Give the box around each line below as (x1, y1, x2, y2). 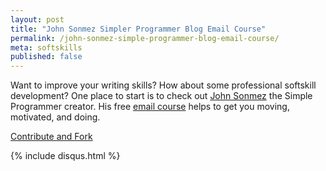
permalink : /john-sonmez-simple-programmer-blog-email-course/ (10, 33, 280, 43)
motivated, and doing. (10, 111, 101, 123)
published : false (10, 52, 83, 62)
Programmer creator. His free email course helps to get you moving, (10, 101, 290, 113)
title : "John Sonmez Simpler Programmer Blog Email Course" (10, 24, 267, 34)
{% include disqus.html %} (10, 150, 121, 162)
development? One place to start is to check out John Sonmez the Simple (10, 90, 313, 102)
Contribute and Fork (10, 131, 93, 143)
